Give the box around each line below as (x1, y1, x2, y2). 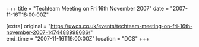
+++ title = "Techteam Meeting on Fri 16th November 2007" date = (6, 5, 169, 12)
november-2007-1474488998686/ (6, 29, 91, 36)
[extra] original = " (6, 23, 51, 29)
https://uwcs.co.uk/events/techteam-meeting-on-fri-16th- (50, 23, 193, 29)
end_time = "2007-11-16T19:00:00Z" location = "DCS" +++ (6, 35, 150, 42)
